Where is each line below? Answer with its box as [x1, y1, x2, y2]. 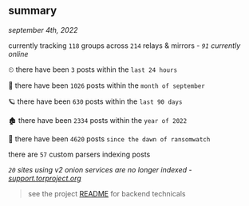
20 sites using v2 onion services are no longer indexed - [8, 164, 192, 174]
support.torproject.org [8, 173, 81, 183]
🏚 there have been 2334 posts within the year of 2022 [8, 115, 188, 125]
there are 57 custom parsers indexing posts [8, 149, 151, 159]
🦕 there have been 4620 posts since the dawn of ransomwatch [8, 133, 211, 144]
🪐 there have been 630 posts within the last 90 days [8, 97, 183, 106]
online [8, 49, 29, 58]
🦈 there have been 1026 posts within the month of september [8, 81, 205, 90]
